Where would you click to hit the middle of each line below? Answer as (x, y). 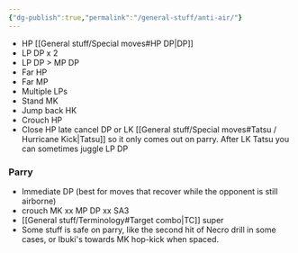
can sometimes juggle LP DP (75, 149)
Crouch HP (42, 120)
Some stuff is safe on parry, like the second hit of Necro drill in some (149, 230)
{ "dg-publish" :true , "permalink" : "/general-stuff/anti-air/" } (126, 18)
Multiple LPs (45, 91)
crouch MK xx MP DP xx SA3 (75, 210)
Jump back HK (49, 110)
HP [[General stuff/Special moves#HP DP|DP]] (108, 43)
